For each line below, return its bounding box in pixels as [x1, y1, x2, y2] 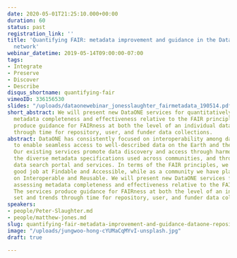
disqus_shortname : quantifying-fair [7, 89, 115, 96]
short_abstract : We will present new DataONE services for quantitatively [7, 109, 232, 116]
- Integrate [7, 63, 42, 70]
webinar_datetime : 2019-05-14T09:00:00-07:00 [7, 50, 143, 57]
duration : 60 [7, 17, 46, 24]
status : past [7, 23, 46, 30]
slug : [7, 221, 23, 228]
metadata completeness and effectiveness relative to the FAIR [13, 115, 203, 122]
